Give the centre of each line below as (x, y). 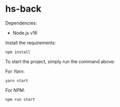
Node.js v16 (25, 33)
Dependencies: (21, 23)
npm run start (20, 99)
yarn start (17, 81)
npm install (18, 52)
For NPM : (15, 90)
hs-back (23, 9)
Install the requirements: (31, 43)
